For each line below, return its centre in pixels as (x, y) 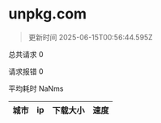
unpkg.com (48, 14)
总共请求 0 (26, 54)
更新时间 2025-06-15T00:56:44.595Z (91, 37)
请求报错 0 (26, 71)
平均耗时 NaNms (36, 88)
